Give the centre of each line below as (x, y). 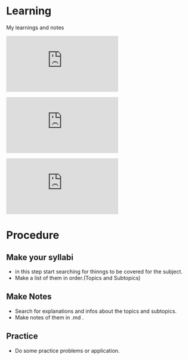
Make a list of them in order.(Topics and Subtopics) (78, 278)
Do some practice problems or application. (67, 350)
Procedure (33, 236)
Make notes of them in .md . (49, 317)
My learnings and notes (35, 27)
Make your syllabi (40, 257)
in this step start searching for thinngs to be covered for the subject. (99, 271)
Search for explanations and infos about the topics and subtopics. (96, 311)
